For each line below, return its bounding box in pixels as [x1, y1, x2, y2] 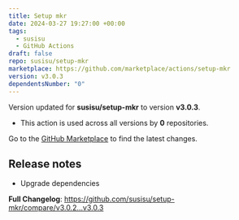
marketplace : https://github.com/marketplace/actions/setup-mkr [8, 65, 231, 73]
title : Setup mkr [8, 11, 67, 20]
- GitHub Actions [15, 42, 75, 50]
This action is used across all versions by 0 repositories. [20, 118, 209, 127]
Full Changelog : [8, 194, 63, 204]
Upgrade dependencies [20, 179, 100, 188]
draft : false [8, 50, 53, 58]
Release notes [8, 157, 82, 170]
